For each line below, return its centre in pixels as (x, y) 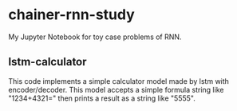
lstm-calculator (47, 62)
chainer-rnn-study (72, 15)
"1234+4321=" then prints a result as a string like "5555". (102, 98)
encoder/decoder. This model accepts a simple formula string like (116, 89)
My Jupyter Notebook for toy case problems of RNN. (95, 37)
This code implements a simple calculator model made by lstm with (119, 81)
